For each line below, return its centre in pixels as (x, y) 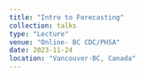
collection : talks (43, 26)
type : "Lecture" (39, 34)
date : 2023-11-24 (41, 50)
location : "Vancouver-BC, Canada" (73, 58)
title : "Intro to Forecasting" (67, 17)
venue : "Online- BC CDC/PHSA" (65, 42)
